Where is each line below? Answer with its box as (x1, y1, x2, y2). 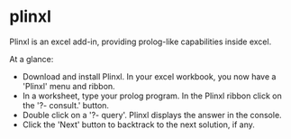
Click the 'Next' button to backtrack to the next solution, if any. (22, 119, 255, 130)
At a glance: (9, 53, 54, 64)
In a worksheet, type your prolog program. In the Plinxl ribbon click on (22, 90, 282, 101)
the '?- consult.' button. (22, 99, 110, 110)
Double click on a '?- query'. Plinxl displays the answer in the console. (22, 109, 282, 120)
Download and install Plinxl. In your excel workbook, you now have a (22, 70, 277, 82)
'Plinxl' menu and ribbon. (22, 80, 115, 91)
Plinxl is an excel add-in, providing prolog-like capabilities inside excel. (9, 36, 272, 47)
